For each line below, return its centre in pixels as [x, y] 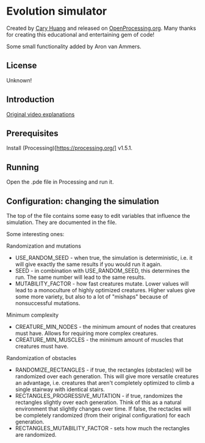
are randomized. [36, 435]
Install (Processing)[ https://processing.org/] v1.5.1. [70, 148]
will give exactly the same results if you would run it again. [88, 264]
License [22, 66]
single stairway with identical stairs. [60, 389]
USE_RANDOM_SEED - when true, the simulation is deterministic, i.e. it [104, 258]
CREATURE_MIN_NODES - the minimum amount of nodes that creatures [106, 327]
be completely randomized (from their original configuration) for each [103, 415]
